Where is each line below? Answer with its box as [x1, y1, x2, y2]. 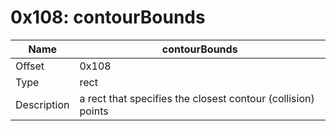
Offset [15, 59, 45, 73]
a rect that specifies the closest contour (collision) [79, 91, 315, 105]
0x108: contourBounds [10, 6, 206, 29]
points [79, 104, 109, 118]
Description [15, 97, 70, 111]
